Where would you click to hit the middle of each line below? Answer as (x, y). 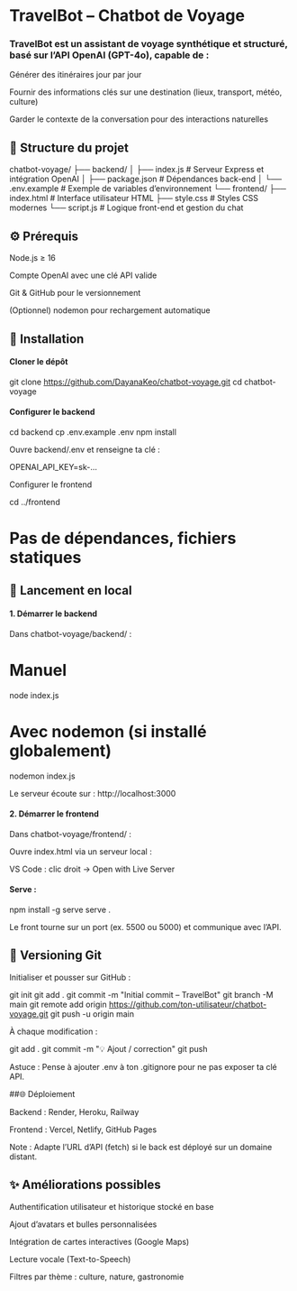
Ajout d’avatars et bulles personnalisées (83, 1224)
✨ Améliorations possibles (85, 1185)
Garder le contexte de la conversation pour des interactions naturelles (139, 119)
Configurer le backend (52, 412)
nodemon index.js (42, 776)
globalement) (61, 751)
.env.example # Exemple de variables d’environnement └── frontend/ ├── (148, 189)
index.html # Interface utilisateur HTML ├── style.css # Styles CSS (134, 198)
